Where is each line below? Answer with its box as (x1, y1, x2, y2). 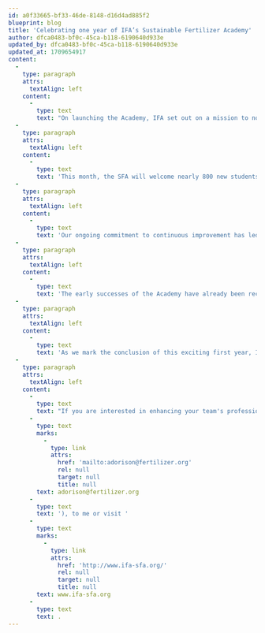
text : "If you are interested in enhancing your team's (36, 408, 224, 415)
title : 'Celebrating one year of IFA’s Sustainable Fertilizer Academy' (8, 26, 252, 34)
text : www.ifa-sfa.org (36, 590, 111, 598)
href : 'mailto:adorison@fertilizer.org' (58, 459, 192, 467)
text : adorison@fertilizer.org (36, 488, 140, 496)
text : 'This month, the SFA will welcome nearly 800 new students (36, 173, 259, 181)
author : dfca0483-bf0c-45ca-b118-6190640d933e (8, 33, 164, 42)
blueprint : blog (8, 19, 62, 27)
